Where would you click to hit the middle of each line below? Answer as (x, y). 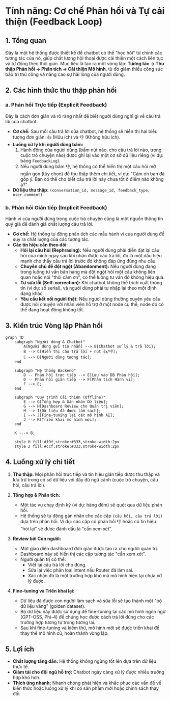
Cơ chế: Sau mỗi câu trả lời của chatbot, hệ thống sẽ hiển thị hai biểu (85, 131)
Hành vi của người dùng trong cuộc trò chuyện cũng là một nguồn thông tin (84, 219)
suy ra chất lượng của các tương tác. (51, 239)
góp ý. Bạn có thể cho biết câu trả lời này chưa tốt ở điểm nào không (92, 179)
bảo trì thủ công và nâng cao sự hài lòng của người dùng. (65, 74)
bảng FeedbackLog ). (40, 160)
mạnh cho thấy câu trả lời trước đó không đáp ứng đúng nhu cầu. (88, 261)
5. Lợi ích (20, 649)
